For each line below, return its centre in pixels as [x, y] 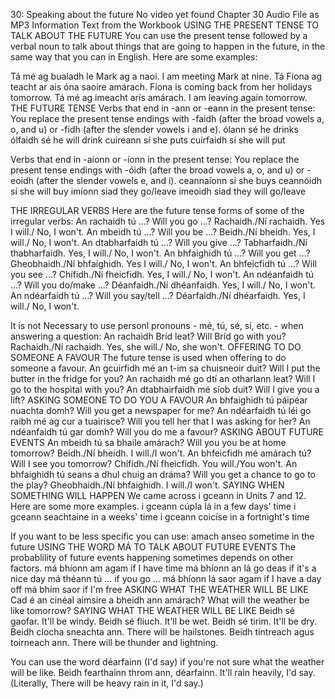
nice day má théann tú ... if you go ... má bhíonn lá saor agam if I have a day [166, 578]
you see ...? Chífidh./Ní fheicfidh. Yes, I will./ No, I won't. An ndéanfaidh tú [162, 274]
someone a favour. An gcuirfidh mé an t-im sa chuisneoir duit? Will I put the [165, 368]
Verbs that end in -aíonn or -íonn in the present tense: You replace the [155, 159]
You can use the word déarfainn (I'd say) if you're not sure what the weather [167, 662]
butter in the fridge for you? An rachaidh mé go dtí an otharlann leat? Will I [163, 378]
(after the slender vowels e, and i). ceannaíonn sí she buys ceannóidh [179, 180]
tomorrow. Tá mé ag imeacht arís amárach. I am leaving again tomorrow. [159, 97]
